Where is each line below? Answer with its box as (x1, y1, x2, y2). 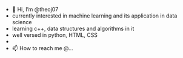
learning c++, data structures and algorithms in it (12, 25, 135, 32)
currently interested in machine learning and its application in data (12, 12, 178, 19)
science (12, 19, 32, 25)
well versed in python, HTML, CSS (12, 31, 98, 39)
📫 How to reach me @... (12, 45, 74, 51)
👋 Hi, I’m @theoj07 (12, 6, 59, 13)
